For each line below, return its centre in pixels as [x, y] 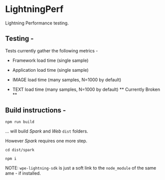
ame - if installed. [23, 173]
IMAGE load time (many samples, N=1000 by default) [67, 80]
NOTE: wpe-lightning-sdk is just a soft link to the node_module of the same [81, 168]
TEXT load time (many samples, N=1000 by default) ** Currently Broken [86, 89]
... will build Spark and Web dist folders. [47, 131]
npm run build [20, 122]
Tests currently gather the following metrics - [52, 50]
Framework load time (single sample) [50, 60]
